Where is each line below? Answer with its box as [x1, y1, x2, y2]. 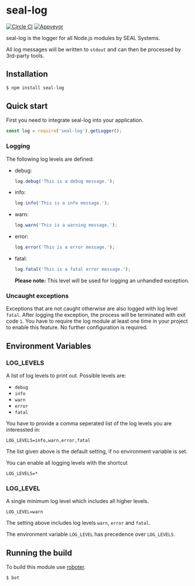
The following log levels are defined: [6, 155, 94, 163]
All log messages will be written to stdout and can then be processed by [6, 45, 181, 53]
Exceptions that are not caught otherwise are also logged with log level [6, 305, 178, 312]
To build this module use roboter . [6, 564, 86, 571]
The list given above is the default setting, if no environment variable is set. [6, 448, 188, 455]
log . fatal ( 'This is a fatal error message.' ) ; [14, 266, 131, 273]
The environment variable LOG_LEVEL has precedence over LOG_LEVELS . [6, 531, 175, 538]
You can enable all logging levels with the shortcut [6, 459, 128, 466]
